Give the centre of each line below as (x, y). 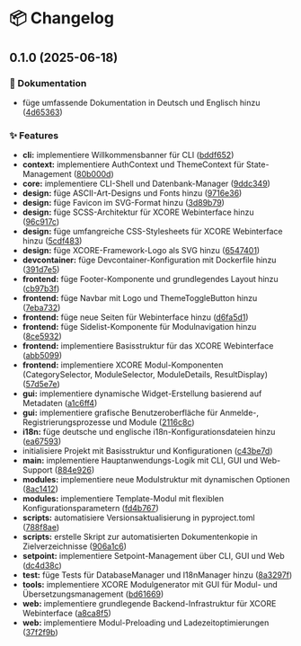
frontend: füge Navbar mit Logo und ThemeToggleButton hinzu (140, 298)
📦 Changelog (62, 18)
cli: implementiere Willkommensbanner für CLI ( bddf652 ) (128, 155)
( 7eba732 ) (41, 308)
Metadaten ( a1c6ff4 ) (60, 403)
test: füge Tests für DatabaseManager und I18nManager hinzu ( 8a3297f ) (157, 575)
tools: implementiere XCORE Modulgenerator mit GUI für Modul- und (150, 585)
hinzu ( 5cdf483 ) (52, 241)
